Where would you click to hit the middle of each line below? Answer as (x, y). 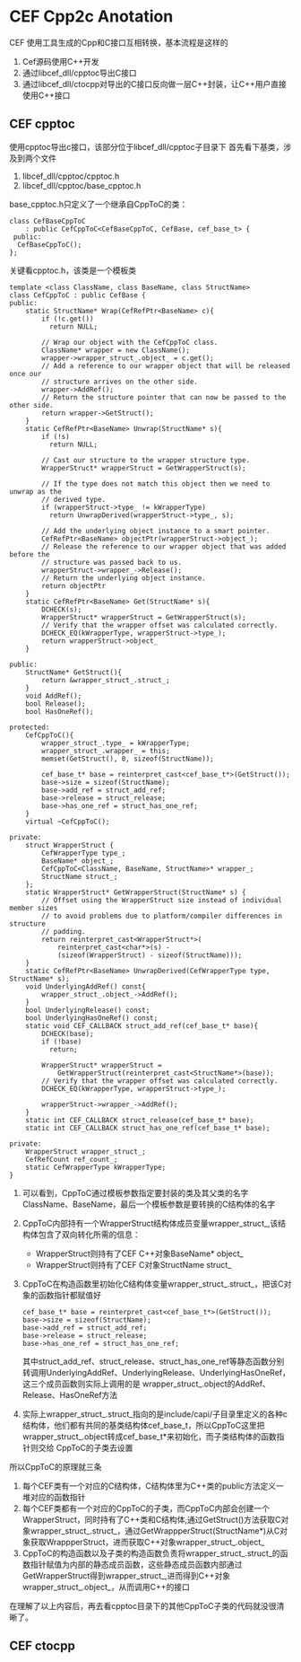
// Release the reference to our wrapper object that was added (164, 546)
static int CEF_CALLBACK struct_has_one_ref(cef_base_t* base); (148, 1128)
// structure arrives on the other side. (120, 382)
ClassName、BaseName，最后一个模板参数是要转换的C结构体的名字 (149, 1204)
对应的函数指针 (58, 1497)
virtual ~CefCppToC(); (68, 822)
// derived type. (73, 499)
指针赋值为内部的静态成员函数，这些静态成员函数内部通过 (136, 1564)
